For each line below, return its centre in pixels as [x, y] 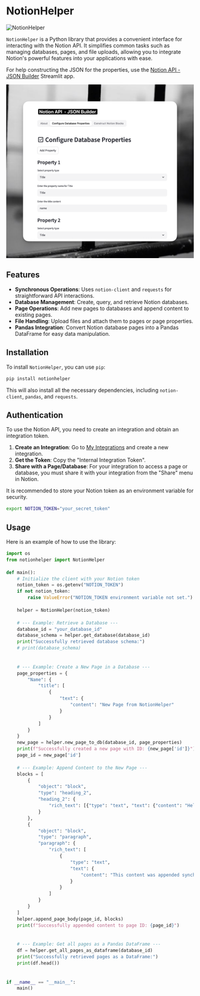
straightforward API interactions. [54, 295]
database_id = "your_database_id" [60, 629]
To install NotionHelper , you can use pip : [56, 367]
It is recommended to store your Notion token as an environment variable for [100, 491]
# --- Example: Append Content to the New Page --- [82, 768]
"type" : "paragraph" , [65, 837]
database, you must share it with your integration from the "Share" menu [104, 473]
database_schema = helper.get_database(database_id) [84, 635]
